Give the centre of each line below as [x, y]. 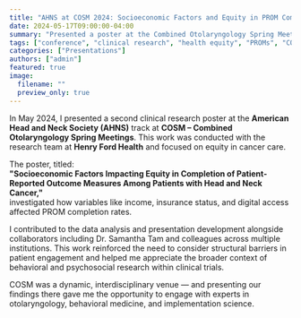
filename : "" [42, 84]
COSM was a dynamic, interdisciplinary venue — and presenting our [135, 284]
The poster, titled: [42, 164]
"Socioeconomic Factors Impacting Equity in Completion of [122, 173]
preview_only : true [54, 92]
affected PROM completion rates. [71, 211]
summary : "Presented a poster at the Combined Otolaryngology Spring [142, 34]
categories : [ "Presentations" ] [68, 51]
